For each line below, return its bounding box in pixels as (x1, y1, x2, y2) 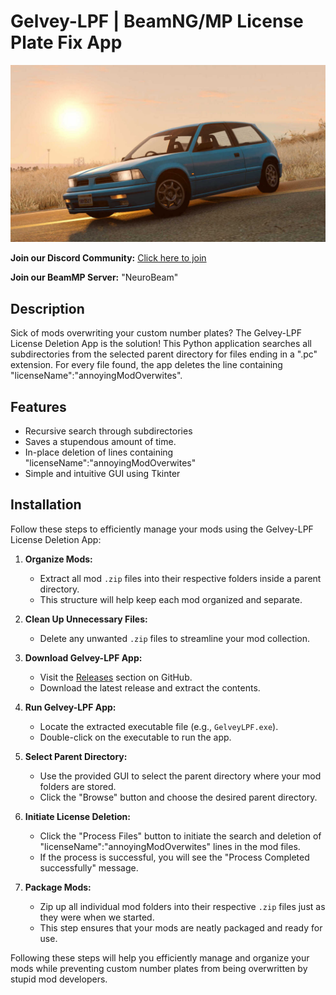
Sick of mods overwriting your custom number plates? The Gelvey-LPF (10, 327, 303, 339)
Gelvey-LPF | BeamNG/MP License (10, 10, 304, 33)
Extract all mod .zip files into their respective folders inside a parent (39, 572, 322, 584)
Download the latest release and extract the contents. (39, 681, 261, 694)
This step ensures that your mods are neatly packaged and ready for (39, 921, 323, 934)
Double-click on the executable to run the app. (39, 731, 232, 743)
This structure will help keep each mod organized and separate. (39, 593, 303, 605)
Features (10, 398, 67, 415)
